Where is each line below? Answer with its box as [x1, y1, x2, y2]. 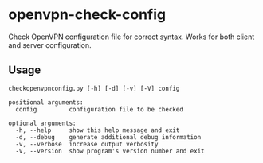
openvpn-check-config [8, 6, 166, 24]
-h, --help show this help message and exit [15, 126, 180, 134]
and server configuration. [8, 40, 92, 49]
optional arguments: [8, 119, 77, 127]
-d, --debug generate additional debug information [15, 133, 202, 141]
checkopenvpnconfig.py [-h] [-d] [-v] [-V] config [8, 84, 180, 92]
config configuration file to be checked [15, 105, 183, 113]
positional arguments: [8, 98, 84, 107]
